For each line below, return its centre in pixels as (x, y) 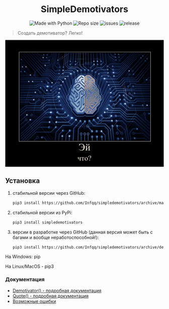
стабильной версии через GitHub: (49, 193)
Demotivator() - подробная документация (57, 290)
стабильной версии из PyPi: (43, 212)
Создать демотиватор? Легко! (50, 33)
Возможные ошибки (34, 301)
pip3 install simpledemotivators (48, 222)
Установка (23, 181)
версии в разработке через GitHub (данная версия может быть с (82, 232)
